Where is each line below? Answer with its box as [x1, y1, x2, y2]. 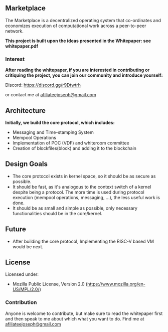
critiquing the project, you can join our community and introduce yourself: [5, 72, 163, 78]
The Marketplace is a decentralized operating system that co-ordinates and [5, 17, 161, 23]
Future [5, 225, 27, 234]
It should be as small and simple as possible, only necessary [12, 205, 138, 211]
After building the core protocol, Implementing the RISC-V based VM [12, 238, 154, 244]
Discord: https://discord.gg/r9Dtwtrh [5, 82, 81, 88]
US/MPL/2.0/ [12, 286, 40, 292]
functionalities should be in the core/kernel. [12, 210, 103, 216]
